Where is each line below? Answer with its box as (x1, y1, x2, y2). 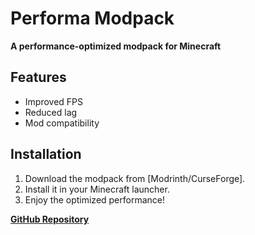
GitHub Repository (10, 213, 90, 225)
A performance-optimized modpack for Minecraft (10, 40, 222, 52)
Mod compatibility (24, 117, 100, 129)
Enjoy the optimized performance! (24, 193, 166, 206)
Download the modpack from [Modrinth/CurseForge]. (24, 172, 246, 184)
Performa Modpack (10, 7, 175, 30)
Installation (10, 146, 82, 163)
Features (10, 69, 67, 86)
